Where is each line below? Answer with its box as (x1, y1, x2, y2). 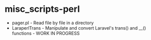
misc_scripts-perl (4, 3, 80, 15)
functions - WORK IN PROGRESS (11, 30, 80, 36)
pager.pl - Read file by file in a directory (11, 20, 94, 26)
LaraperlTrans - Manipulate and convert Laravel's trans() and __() (11, 25, 146, 31)
